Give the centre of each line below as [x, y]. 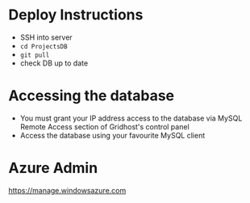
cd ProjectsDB [44, 46]
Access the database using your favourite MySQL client [112, 135]
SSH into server [46, 37]
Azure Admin [53, 168]
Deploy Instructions [76, 15]
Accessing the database [92, 96]
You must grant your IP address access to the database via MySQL [131, 118]
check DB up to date [54, 63]
